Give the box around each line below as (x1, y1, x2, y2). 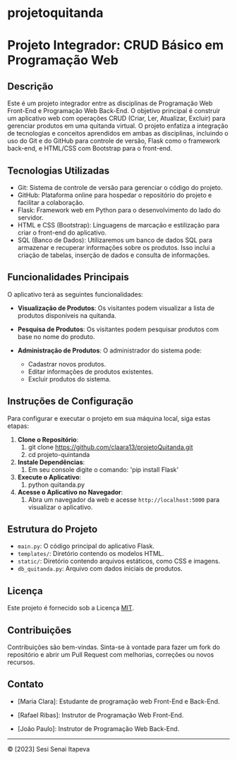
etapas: (7, 422, 30, 430)
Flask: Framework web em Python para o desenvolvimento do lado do (17, 206, 221, 214)
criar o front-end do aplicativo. (17, 228, 107, 237)
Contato (7, 678, 44, 690)
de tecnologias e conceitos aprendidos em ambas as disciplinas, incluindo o (7, 129, 229, 138)
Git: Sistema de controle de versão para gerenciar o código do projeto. (17, 184, 223, 191)
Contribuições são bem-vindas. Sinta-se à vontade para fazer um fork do (7, 643, 221, 651)
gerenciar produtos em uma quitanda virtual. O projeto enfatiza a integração (7, 121, 229, 130)
